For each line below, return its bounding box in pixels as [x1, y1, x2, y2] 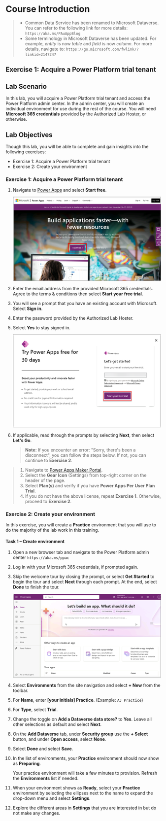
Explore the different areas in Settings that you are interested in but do [12, 805, 157, 811]
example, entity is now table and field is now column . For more [25, 40, 152, 46]
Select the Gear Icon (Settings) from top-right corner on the [25, 472, 147, 478]
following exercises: [5, 149, 46, 155]
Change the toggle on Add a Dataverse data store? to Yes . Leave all [12, 716, 152, 722]
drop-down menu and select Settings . [12, 795, 91, 801]
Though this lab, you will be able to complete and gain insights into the [5, 143, 149, 149]
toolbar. [12, 687, 29, 693]
